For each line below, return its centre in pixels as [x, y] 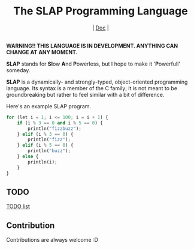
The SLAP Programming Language [101, 11]
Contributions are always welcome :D [52, 240]
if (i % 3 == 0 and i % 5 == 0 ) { [60, 123]
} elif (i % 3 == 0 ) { [45, 134]
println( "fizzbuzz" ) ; [55, 128]
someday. [18, 70]
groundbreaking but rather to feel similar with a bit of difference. [85, 94]
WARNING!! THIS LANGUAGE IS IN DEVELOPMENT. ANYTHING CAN [92, 46]
